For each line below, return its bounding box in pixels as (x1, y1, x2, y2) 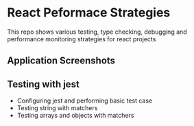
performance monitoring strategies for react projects (7, 34, 156, 43)
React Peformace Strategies (7, 5, 171, 21)
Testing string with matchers (16, 104, 98, 112)
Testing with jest (7, 78, 80, 90)
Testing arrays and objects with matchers (16, 112, 134, 120)
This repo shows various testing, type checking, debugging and (7, 28, 187, 36)
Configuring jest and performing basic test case (16, 96, 153, 105)
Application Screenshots (7, 55, 115, 67)
